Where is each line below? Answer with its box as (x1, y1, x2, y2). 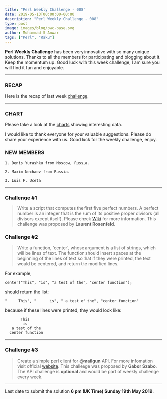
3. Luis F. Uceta (5, 178, 41, 183)
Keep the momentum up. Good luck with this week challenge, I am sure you (5, 59, 160, 65)
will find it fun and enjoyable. (5, 64, 64, 70)
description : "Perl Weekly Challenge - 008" (5, 16, 99, 21)
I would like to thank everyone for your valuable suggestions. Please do (5, 131, 152, 137)
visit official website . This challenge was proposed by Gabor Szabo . (17, 363, 157, 369)
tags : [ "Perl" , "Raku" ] (5, 35, 55, 40)
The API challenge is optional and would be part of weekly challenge (17, 368, 159, 374)
